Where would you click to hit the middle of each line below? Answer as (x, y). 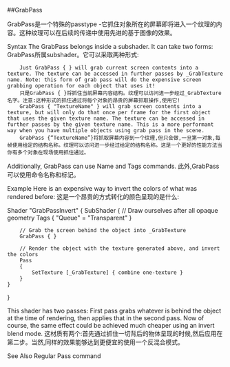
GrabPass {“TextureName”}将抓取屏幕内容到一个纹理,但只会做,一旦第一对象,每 (120, 138)
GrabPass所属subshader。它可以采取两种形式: (73, 55)
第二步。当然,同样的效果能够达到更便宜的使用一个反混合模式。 (96, 342)
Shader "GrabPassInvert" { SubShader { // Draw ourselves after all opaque (113, 210)
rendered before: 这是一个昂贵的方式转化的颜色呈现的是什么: (93, 197)
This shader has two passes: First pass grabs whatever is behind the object (114, 311)
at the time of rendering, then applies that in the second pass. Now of (106, 318)
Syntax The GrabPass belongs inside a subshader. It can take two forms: (110, 46)
